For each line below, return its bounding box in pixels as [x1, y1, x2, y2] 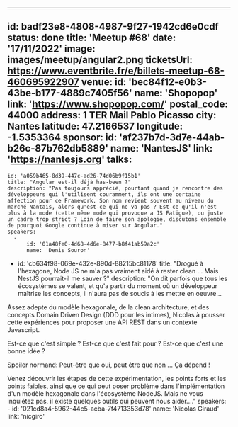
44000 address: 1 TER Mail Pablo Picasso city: [7, 109, 217, 121]
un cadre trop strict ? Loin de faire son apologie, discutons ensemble [7, 215, 227, 223]
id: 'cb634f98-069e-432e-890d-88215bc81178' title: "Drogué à [17, 259, 204, 268]
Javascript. [7, 325, 40, 334]
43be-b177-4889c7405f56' [7, 87, 132, 99]
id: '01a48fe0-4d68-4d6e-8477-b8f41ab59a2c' [25, 240, 160, 248]
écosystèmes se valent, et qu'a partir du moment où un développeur [17, 281, 218, 290]
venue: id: [81, 76, 127, 89]
